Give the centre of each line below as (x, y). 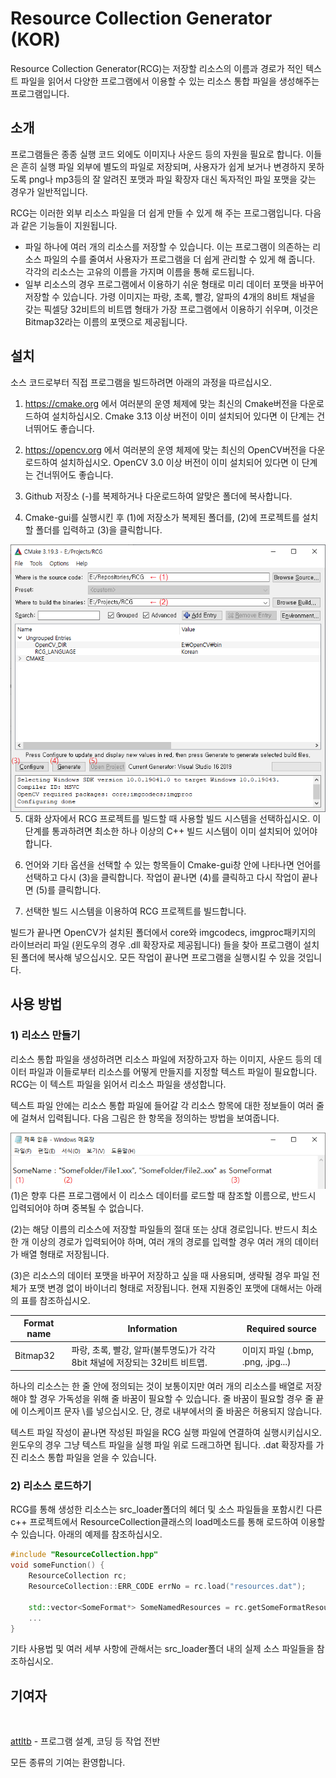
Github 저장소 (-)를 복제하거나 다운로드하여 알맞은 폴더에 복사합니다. (158, 496)
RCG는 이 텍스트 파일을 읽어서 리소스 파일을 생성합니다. (118, 1084)
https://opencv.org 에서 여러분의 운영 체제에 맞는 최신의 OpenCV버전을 (165, 449)
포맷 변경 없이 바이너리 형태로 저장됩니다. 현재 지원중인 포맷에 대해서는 (166, 1288)
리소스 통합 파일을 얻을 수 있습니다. (88, 1458)
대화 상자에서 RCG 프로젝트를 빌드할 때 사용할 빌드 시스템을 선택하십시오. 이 (173, 818)
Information (152, 1328)
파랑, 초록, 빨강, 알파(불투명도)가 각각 (143, 1349)
